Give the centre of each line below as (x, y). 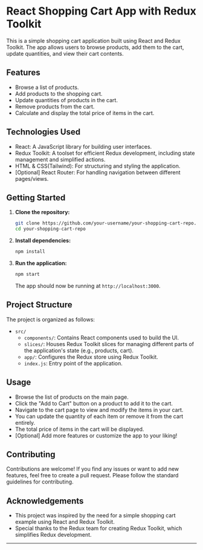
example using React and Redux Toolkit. (65, 522)
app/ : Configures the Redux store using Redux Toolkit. (91, 357)
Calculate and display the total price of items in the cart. (85, 113)
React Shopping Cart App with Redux (101, 11)
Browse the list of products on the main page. (72, 397)
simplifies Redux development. (53, 535)
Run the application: (41, 263)
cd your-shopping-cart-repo (50, 229)
